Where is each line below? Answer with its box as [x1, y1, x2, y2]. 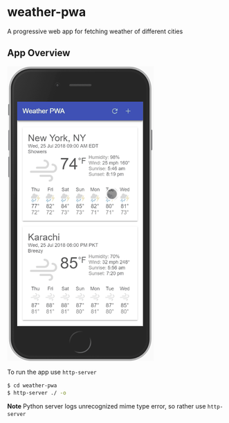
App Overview [7, 47, 71, 59]
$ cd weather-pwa [7, 382, 57, 389]
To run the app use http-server [7, 368, 97, 376]
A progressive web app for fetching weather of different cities [7, 27, 183, 35]
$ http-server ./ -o [7, 389, 67, 396]
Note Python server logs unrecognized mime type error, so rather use [7, 402, 206, 410]
